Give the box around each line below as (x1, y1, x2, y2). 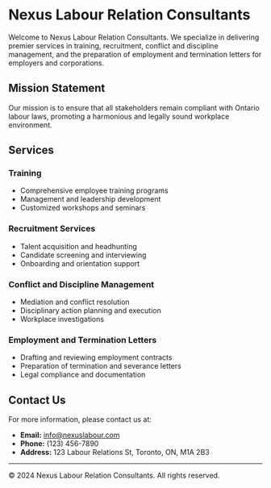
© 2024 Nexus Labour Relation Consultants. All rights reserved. (8, 470, 220, 481)
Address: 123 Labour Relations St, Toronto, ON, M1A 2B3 (19, 448, 210, 457)
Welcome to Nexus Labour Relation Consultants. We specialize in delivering (8, 32, 260, 42)
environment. (8, 119, 52, 130)
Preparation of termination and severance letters (19, 361, 181, 371)
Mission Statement (8, 81, 106, 95)
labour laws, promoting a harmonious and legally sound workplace (8, 111, 230, 121)
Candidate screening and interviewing (19, 250, 147, 260)
